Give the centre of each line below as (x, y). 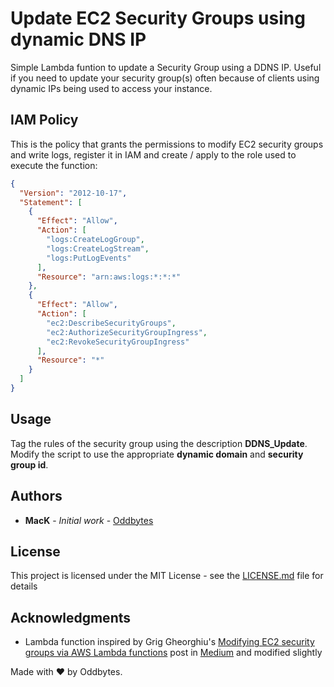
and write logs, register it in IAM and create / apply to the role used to (153, 154)
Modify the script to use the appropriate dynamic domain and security (157, 454)
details (24, 586)
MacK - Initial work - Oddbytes (89, 520)
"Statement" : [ (51, 202)
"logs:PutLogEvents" (89, 258)
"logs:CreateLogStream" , (98, 248)
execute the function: (54, 165)
